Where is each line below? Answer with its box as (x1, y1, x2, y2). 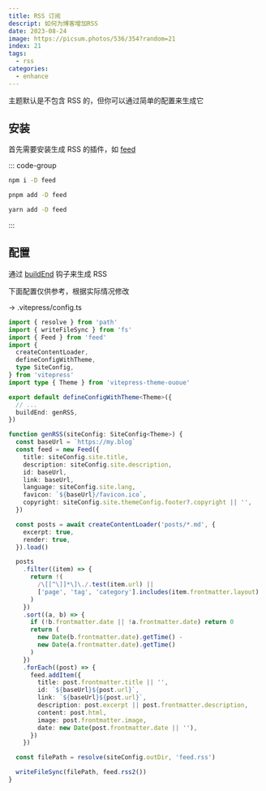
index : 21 (8, 42, 42, 50)
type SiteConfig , (15, 363, 75, 372)
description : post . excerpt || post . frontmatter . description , (37, 701, 249, 709)
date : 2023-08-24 (8, 27, 67, 35)
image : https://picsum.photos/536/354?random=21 (8, 34, 176, 43)
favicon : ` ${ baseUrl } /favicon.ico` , (23, 491, 148, 499)
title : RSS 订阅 (8, 11, 61, 20)
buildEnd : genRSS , (15, 408, 79, 416)
